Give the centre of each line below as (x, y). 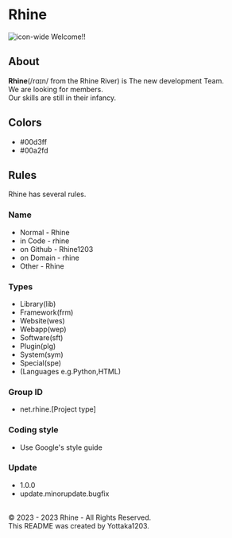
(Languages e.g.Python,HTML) (70, 371)
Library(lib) (38, 304)
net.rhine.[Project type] (58, 409)
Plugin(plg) (38, 346)
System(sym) (41, 354)
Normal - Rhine (44, 232)
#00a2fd (34, 150)
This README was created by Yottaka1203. (79, 525)
